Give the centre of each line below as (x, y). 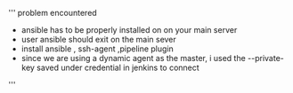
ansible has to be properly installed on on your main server (129, 30)
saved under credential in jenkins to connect (118, 67)
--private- (265, 58)
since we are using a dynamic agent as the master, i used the (133, 58)
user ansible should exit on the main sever (99, 39)
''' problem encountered (53, 13)
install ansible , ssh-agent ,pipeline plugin (98, 49)
